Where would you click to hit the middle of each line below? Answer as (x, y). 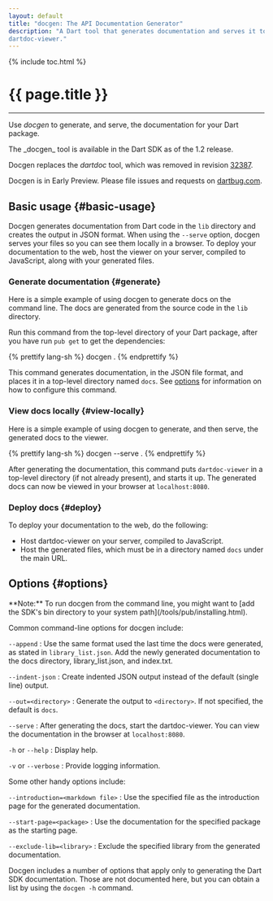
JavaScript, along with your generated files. (81, 260)
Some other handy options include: (67, 781)
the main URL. (43, 558)
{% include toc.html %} (48, 62)
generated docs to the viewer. (58, 437)
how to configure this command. (63, 390)
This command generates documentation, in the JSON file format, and (126, 373)
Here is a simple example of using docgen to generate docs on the (120, 300)
